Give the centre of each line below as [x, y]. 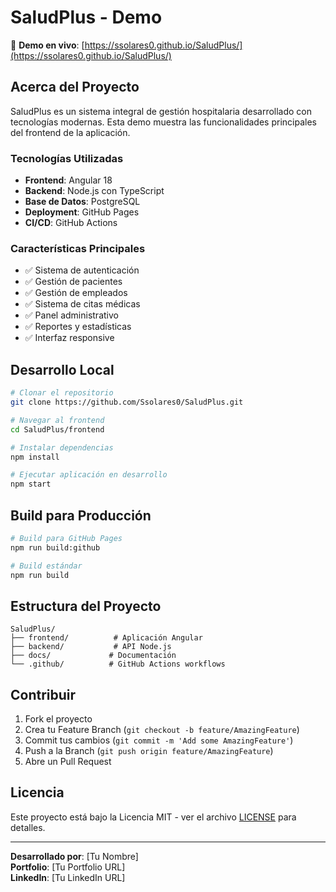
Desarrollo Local [62, 369]
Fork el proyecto [58, 719]
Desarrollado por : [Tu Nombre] [74, 856]
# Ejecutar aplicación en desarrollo [89, 475]
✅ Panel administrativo [71, 315]
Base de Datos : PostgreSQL [82, 202]
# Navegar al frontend [57, 420]
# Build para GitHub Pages [66, 538]
